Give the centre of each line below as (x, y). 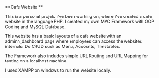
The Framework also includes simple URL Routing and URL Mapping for (77, 56)
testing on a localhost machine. (36, 61)
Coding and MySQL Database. (35, 27)
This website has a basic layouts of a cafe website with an (63, 36)
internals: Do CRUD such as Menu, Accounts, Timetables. (63, 46)
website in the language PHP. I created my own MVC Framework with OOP (80, 22)
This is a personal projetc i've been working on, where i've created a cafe (79, 16)
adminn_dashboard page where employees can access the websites (74, 41)
